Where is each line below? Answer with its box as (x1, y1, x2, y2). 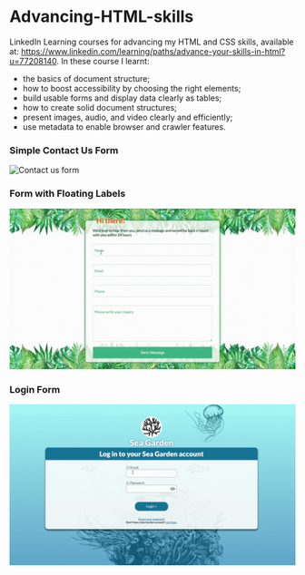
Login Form (9, 383, 61, 395)
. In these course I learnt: (55, 55, 150, 66)
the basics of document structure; (22, 73, 151, 83)
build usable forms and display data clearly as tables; (22, 93, 222, 103)
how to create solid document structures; (22, 102, 177, 112)
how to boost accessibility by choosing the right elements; (22, 83, 241, 93)
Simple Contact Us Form (9, 143, 119, 156)
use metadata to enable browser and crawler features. (22, 121, 226, 132)
